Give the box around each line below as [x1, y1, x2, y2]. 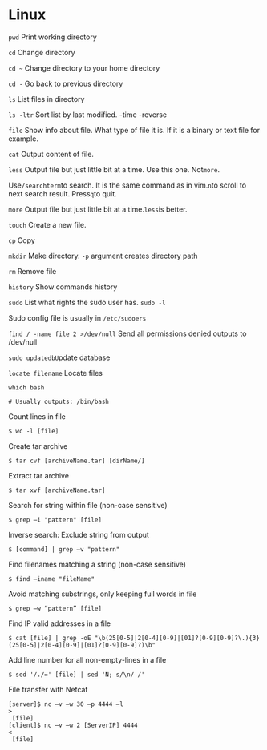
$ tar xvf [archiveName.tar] [8, 486, 106, 494]
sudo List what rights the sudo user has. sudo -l [8, 297, 166, 307]
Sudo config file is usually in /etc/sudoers [8, 312, 147, 322]
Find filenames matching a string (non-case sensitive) [8, 559, 187, 569]
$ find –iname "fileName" [8, 575, 95, 583]
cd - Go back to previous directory [8, 79, 123, 88]
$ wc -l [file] [8, 427, 59, 435]
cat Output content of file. [8, 149, 95, 159]
